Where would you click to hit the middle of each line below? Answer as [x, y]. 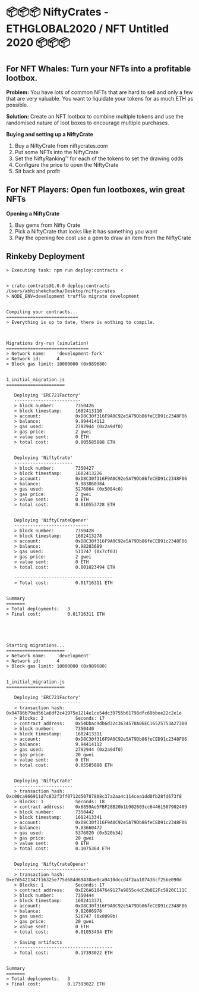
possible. [17, 105]
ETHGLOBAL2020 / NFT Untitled [88, 29]
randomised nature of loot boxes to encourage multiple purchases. [88, 123]
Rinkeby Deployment [45, 256]
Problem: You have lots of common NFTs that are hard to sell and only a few [99, 92]
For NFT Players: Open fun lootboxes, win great [96, 190]
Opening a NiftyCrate [33, 213]
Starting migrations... [36, 645]
